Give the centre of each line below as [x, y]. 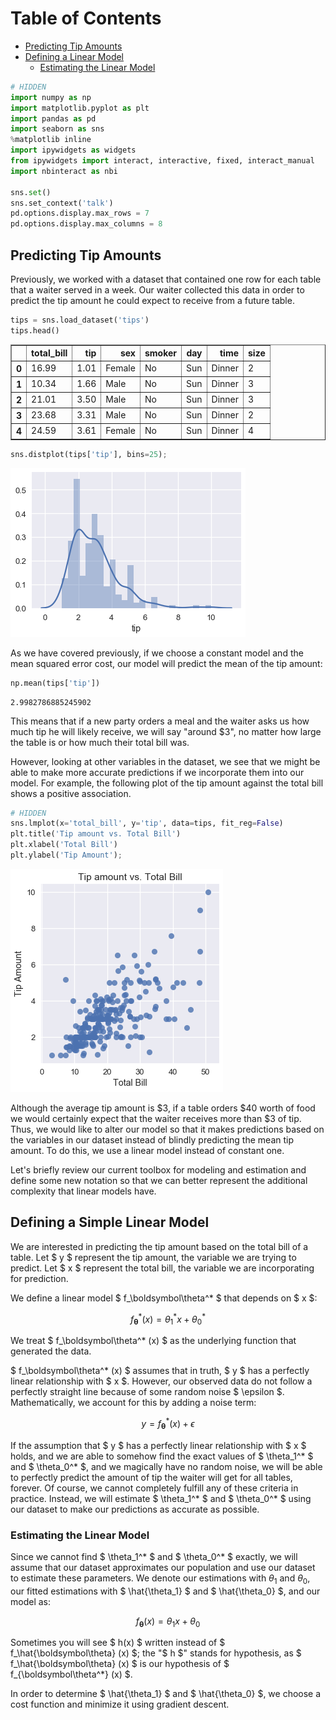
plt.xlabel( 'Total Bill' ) [64, 845]
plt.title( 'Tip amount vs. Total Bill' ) [96, 834]
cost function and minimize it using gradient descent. [120, 1704]
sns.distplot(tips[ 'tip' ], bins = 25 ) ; [89, 454]
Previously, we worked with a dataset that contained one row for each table [166, 279]
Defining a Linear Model [74, 56]
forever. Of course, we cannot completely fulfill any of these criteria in [154, 1488]
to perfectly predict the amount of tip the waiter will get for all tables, [151, 1477]
